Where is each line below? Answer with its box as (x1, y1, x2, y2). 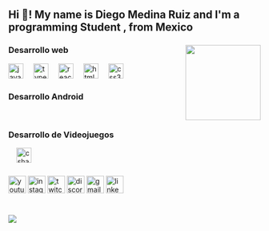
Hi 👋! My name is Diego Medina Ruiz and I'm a (8, 8, 240, 22)
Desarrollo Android (8, 91, 84, 102)
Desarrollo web (8, 45, 69, 56)
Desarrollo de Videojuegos (8, 129, 114, 140)
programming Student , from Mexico (8, 21, 194, 34)
